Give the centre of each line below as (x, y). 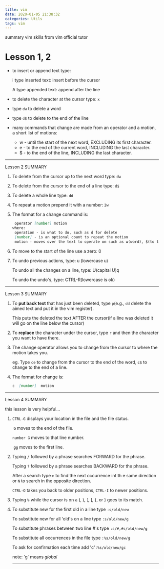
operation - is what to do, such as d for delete (66, 233)
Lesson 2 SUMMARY (26, 167)
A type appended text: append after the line (56, 90)
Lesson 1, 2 (28, 57)
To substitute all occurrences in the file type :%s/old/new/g (71, 538)
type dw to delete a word (36, 109)
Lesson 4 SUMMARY (26, 400)
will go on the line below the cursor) (48, 323)
